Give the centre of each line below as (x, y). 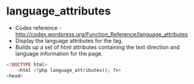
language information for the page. (59, 53)
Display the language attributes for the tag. (69, 40)
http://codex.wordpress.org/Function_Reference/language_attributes (101, 34)
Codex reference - (38, 28)
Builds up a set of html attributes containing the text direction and (97, 47)
